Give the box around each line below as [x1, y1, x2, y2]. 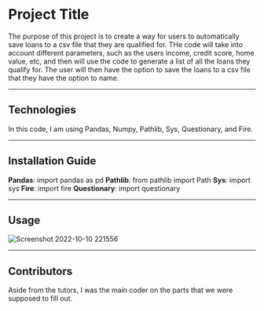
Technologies [8, 104, 77, 117]
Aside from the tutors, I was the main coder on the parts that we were [8, 285, 233, 295]
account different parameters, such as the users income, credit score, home [8, 48, 255, 57]
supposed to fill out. [8, 294, 73, 303]
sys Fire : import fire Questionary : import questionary [8, 183, 181, 193]
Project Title [8, 5, 90, 24]
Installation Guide [8, 155, 97, 168]
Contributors [8, 265, 73, 278]
